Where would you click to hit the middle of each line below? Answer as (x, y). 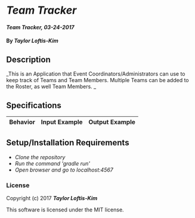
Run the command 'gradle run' (52, 163)
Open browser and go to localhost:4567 (64, 170)
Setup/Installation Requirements (68, 143)
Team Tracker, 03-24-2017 (40, 27)
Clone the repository (40, 157)
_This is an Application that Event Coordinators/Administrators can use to (96, 74)
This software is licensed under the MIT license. (65, 210)
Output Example (112, 122)
